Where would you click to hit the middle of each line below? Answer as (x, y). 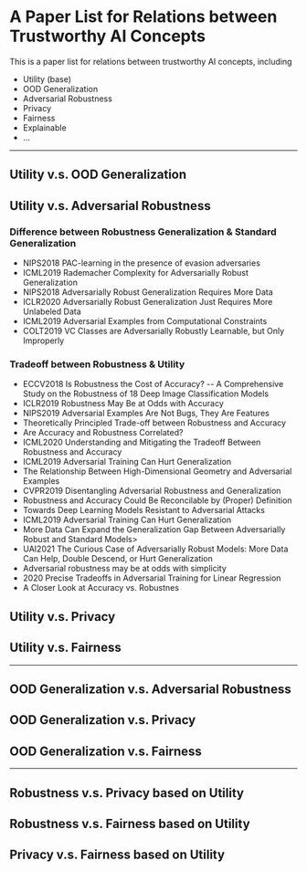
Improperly (43, 341)
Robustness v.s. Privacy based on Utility (127, 793)
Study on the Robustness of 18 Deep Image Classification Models (146, 394)
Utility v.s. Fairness (65, 648)
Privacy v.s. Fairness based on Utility (117, 855)
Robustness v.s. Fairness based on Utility (130, 824)
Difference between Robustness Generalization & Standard (143, 232)
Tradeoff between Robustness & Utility (97, 364)
